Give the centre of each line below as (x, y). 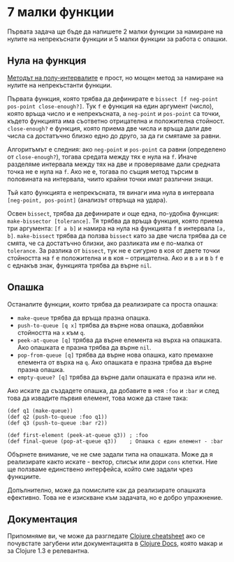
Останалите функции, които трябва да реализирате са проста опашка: (113, 304)
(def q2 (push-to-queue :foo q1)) (58, 417)
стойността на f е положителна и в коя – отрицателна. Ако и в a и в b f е (115, 258)
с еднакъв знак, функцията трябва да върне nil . (80, 265)
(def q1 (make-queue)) (40, 411)
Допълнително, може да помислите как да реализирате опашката (107, 490)
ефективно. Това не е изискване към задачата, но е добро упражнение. (115, 497)
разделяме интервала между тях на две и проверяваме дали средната (114, 164)
